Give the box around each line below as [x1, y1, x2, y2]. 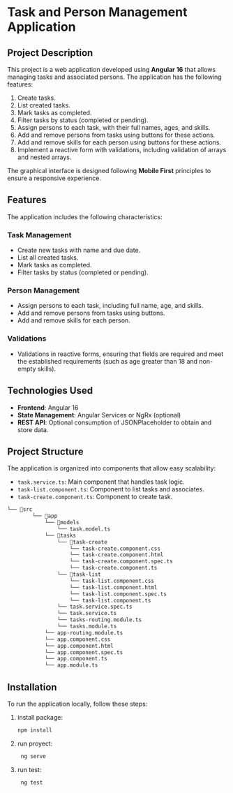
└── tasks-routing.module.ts [57, 616, 142, 623]
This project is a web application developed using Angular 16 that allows [7, 66, 216, 73]
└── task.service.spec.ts [57, 603, 133, 611]
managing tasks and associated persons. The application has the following [7, 73, 222, 81]
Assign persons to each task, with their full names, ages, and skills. [17, 124, 211, 131]
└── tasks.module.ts [57, 623, 117, 630]
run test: [17, 765, 42, 773]
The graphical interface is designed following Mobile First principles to [7, 167, 211, 175]
